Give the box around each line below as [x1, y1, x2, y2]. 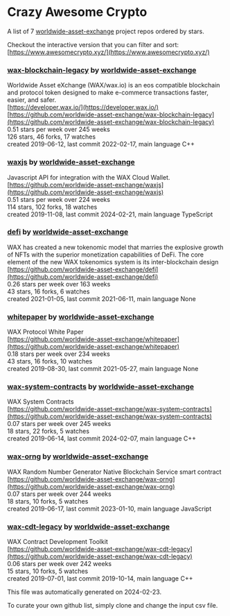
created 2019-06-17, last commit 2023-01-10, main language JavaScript [7, 504, 212, 513]
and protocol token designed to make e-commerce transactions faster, [7, 88, 209, 97]
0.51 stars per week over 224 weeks [7, 195, 111, 203]
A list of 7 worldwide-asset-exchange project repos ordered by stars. [7, 27, 204, 35]
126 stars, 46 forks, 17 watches [7, 132, 96, 141]
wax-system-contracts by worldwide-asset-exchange [7, 382, 195, 392]
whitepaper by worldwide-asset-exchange [7, 311, 154, 321]
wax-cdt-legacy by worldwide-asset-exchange [7, 522, 170, 531]
